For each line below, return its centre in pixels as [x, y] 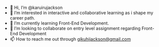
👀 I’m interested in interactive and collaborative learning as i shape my [81, 13]
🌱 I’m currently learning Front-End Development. [59, 23]
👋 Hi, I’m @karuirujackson [36, 8]
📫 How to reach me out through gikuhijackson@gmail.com [70, 39]
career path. [22, 18]
